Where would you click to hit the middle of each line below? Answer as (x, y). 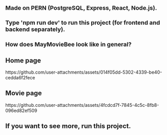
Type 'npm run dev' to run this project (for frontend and (83, 23)
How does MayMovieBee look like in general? (68, 44)
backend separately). (35, 29)
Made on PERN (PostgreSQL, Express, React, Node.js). (81, 8)
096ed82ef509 (21, 110)
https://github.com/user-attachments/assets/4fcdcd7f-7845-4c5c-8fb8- (82, 105)
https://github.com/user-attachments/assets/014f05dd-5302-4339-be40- (84, 72)
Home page (23, 60)
